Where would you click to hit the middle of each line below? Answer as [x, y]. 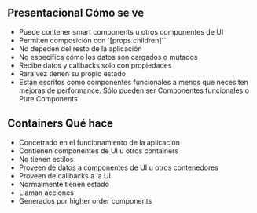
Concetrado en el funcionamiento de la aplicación [99, 142]
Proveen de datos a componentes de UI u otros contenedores [119, 167]
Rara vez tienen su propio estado [72, 73]
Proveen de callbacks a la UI [65, 175]
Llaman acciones [46, 193]
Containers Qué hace [61, 124]
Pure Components [48, 98]
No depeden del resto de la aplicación [80, 48]
